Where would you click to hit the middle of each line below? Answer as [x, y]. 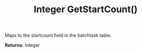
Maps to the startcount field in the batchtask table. [58, 35]
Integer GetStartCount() [86, 9]
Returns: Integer [22, 45]
